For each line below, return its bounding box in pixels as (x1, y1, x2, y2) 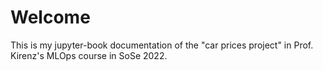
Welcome (10, 6, 91, 29)
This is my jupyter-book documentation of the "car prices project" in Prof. (10, 39, 314, 51)
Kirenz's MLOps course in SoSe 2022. (10, 49, 168, 61)
